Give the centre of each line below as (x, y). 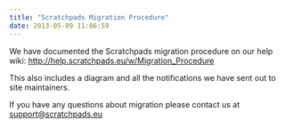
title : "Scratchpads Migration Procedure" (89, 17)
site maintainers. (40, 87)
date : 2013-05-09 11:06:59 (59, 26)
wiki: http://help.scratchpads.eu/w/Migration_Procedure (112, 60)
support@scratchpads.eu (56, 114)
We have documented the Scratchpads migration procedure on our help (141, 51)
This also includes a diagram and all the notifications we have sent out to (142, 77)
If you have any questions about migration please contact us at (125, 104)
